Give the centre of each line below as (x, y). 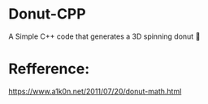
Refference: (49, 69)
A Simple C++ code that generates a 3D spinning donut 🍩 (104, 36)
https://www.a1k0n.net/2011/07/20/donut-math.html (95, 91)
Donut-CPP (48, 14)
